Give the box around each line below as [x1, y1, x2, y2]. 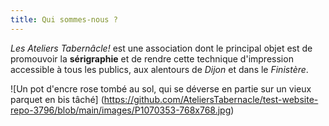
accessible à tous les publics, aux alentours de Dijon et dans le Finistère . [10, 63, 309, 75]
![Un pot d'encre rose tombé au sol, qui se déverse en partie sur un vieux [10, 82, 312, 95]
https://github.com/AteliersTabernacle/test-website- [103, 93, 319, 105]
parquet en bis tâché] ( [10, 93, 105, 105]
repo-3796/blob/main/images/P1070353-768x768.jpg [10, 104, 232, 116]
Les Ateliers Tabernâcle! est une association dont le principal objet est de [10, 42, 313, 54]
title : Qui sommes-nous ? [10, 14, 118, 25]
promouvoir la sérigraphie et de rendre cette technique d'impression [10, 52, 294, 65]
